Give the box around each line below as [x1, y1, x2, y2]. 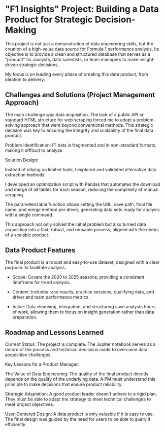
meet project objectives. [5, 401, 54, 407]
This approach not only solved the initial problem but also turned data [5, 221, 146, 227]
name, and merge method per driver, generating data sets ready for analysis [5, 206, 160, 213]
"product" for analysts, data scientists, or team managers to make [5, 56, 139, 62]
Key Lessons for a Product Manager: [5, 361, 80, 367]
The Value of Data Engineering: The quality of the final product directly [5, 371, 149, 377]
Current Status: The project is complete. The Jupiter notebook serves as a [5, 341, 156, 347]
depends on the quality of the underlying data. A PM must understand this [5, 376, 156, 382]
